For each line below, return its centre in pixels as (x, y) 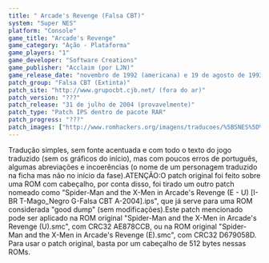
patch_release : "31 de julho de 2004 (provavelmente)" (102, 105)
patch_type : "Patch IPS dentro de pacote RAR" (87, 113)
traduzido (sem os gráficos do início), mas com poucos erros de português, (133, 158)
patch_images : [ (35, 127)
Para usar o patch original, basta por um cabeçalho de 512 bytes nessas (127, 243)
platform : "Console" (43, 30)
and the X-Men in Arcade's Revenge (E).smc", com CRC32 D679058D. (141, 235)
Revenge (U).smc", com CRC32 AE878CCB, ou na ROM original (113, 226)
